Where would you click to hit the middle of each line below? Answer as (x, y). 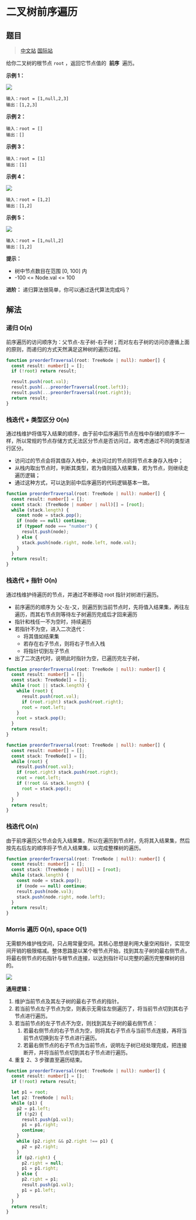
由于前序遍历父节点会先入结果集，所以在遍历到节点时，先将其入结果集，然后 (98, 840)
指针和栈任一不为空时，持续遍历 (53, 621)
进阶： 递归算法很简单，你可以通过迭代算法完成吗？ (68, 290)
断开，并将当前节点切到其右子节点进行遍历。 (77, 1052)
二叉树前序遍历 (42, 12)
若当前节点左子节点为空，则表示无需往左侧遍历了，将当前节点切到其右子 (101, 1009)
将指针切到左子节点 (46, 651)
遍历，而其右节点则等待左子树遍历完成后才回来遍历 (76, 614)
